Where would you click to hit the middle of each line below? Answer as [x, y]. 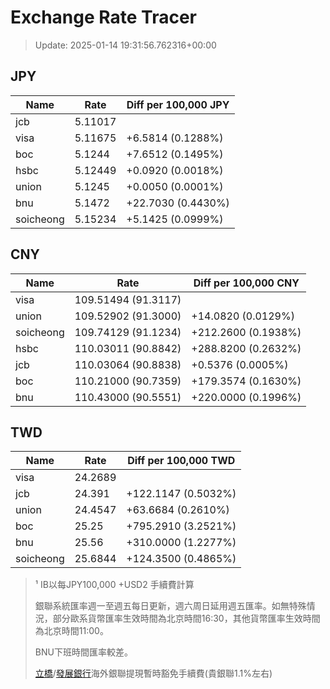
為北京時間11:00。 [71, 631]
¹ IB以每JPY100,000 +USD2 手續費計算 [114, 585]
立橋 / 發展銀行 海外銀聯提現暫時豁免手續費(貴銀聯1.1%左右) [153, 673]
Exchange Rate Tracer [104, 17]
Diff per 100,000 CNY [246, 283]
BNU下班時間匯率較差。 [83, 652]
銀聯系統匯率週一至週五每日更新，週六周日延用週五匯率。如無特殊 [170, 606]
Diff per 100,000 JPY [178, 104]
